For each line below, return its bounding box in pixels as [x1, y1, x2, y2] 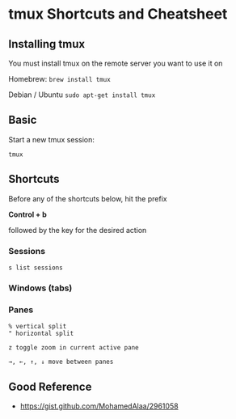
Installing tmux [8, 37, 86, 51]
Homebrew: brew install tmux [8, 74, 111, 83]
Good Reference [8, 379, 92, 393]
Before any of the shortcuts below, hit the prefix [8, 193, 167, 203]
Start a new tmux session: [8, 134, 95, 144]
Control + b [8, 209, 47, 219]
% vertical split [8, 323, 67, 331]
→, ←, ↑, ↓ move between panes [8, 358, 114, 366]
